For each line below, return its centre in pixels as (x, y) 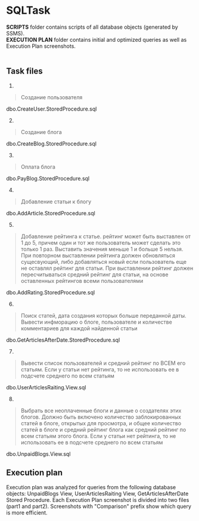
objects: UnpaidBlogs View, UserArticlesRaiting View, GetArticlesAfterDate (97, 493)
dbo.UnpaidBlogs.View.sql (38, 454)
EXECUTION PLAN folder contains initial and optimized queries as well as (97, 39)
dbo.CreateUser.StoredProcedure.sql (52, 109)
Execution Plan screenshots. (41, 46)
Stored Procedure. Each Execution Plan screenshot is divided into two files (98, 499)
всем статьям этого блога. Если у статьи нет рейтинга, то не (98, 436)
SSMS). (15, 33)
